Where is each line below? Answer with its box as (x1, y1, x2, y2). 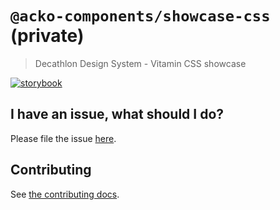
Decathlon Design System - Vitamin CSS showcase (34, 57, 247, 69)
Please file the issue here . (10, 132, 117, 144)
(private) (10, 25, 85, 47)
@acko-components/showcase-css (10, 7, 271, 26)
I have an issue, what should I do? (10, 106, 225, 123)
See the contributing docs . (10, 188, 120, 200)
